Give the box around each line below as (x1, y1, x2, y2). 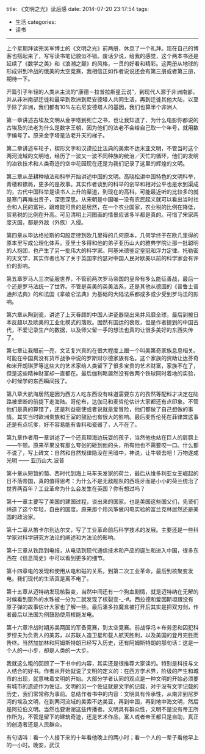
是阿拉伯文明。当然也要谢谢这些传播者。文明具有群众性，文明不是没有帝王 (6, 706, 193, 712)
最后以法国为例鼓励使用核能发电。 (11, 611, 98, 618)
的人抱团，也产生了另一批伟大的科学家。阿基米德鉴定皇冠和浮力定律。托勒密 (6, 247, 199, 254)
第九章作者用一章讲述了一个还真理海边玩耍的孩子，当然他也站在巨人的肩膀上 (6, 434, 199, 441)
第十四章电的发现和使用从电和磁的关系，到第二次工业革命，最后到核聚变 (6, 567, 188, 575)
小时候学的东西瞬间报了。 (6, 377, 71, 385)
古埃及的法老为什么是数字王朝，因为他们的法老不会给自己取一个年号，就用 (6, 124, 193, 131)
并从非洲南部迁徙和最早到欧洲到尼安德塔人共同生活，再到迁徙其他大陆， (6, 96, 188, 103)
